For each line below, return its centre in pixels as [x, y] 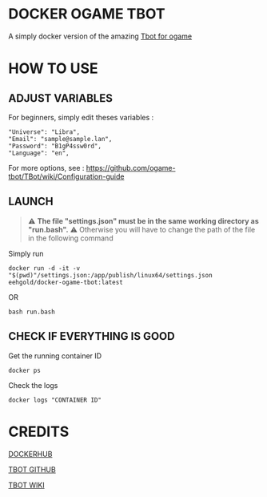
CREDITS [39, 432]
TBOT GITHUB [32, 469]
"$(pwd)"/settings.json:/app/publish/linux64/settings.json [111, 275]
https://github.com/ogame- [131, 168]
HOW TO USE [53, 69]
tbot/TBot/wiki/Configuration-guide [66, 176]
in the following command [70, 238]
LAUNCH [31, 202]
